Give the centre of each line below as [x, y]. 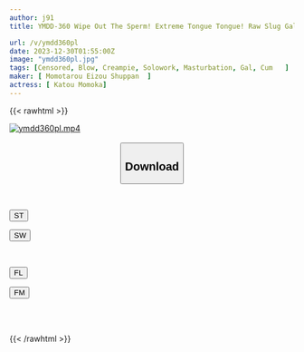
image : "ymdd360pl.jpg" [54, 60]
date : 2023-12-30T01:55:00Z [62, 51]
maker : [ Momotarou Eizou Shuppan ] [81, 77]
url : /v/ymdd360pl [44, 43]
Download [152, 166]
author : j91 [32, 18]
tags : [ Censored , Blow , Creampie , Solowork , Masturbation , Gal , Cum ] [149, 68]
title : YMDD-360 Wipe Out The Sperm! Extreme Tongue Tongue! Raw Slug [145, 26]
